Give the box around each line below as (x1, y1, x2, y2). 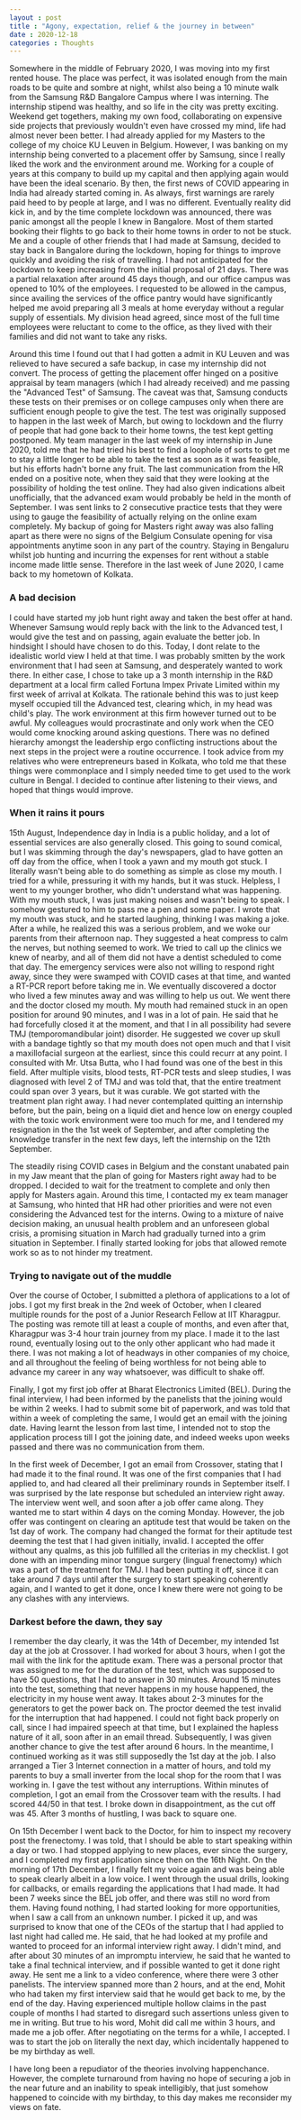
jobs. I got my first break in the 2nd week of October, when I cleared (9, 1300, 262, 1311)
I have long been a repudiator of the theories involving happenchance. (9, 2063, 270, 2074)
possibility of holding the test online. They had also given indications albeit (9, 483, 286, 494)
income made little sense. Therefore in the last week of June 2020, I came (9, 560, 285, 571)
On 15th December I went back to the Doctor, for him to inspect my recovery (9, 1826, 292, 1837)
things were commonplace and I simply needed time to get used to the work (9, 765, 291, 776)
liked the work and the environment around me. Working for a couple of (9, 159, 274, 169)
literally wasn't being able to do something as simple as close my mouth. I (9, 865, 282, 876)
